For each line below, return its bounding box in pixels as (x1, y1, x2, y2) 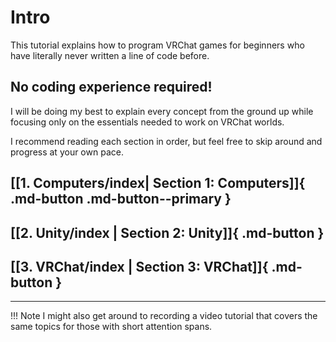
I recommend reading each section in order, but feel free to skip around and (10, 135, 323, 147)
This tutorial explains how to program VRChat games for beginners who (10, 39, 305, 51)
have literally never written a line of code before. (10, 49, 210, 61)
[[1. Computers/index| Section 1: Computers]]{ (10, 175, 306, 192)
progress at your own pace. (10, 146, 124, 158)
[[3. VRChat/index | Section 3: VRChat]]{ (10, 258, 269, 275)
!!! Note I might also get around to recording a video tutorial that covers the (10, 310, 318, 322)
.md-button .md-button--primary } (10, 191, 232, 208)
